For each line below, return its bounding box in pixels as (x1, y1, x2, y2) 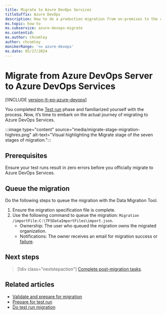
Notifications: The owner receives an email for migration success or (19, 233, 158, 239)
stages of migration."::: (5, 137, 52, 143)
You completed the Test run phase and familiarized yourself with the (5, 106, 144, 112)
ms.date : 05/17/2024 (5, 49, 48, 53)
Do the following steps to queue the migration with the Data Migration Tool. (5, 198, 158, 204)
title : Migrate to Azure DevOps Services (5, 7, 92, 12)
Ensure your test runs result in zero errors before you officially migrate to (5, 164, 154, 171)
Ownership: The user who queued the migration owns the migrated (19, 223, 157, 229)
